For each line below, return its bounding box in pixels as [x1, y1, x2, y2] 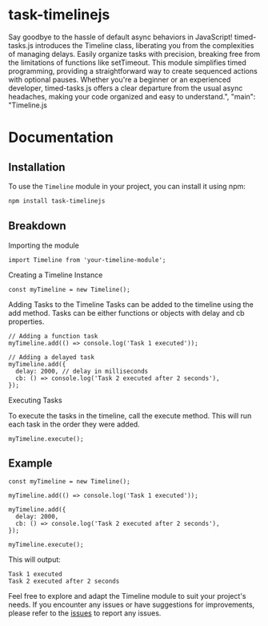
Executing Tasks [8, 395, 62, 405]
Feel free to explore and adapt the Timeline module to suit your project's [8, 592, 246, 601]
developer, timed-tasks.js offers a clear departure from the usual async [8, 83, 243, 93]
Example [8, 457, 53, 471]
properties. [8, 317, 45, 326]
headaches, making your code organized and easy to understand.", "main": [8, 91, 256, 101]
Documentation [8, 128, 114, 147]
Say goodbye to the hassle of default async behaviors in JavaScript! [8, 32, 234, 42]
